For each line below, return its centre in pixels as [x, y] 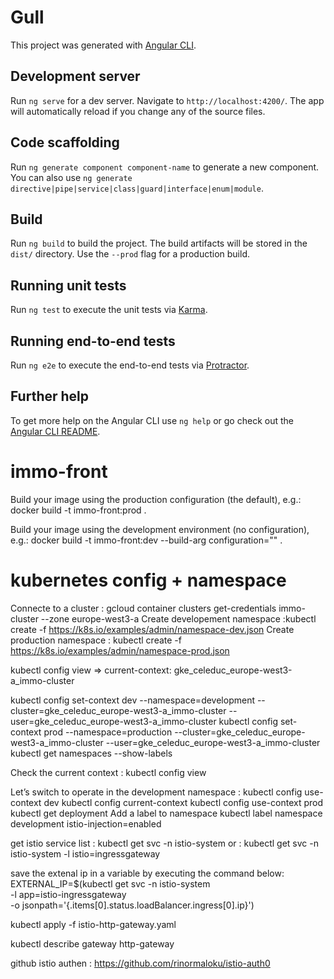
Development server [75, 76]
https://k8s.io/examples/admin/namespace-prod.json [120, 650]
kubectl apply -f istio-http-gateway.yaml [93, 924]
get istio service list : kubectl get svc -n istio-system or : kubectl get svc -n [164, 843]
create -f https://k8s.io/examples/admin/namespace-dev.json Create [152, 629]
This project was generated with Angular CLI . [103, 45]
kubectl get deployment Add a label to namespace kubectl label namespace [166, 813]
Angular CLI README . [55, 431]
